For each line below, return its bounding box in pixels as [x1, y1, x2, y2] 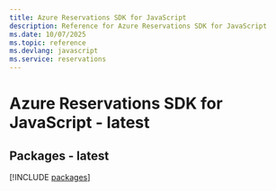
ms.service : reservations [9, 55, 106, 64]
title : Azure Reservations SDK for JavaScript [9, 13, 187, 22]
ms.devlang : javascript [9, 47, 99, 56]
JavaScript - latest [9, 113, 150, 133]
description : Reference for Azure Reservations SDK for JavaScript [9, 22, 268, 30]
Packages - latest [9, 148, 110, 163]
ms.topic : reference [9, 38, 87, 48]
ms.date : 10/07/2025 [9, 30, 87, 39]
